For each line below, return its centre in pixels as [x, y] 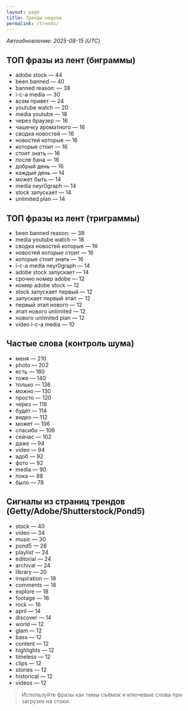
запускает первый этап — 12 [53, 298]
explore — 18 [32, 591]
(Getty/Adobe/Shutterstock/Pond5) [76, 511]
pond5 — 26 [31, 546]
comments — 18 [36, 585]
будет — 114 [31, 410]
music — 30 [30, 539]
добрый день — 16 [39, 166]
